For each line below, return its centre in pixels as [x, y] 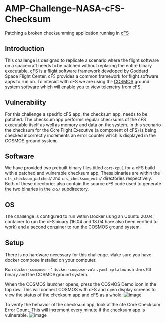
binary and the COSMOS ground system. [47, 275]
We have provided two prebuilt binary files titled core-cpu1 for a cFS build [80, 168]
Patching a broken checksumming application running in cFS [67, 33]
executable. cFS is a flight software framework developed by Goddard [77, 71]
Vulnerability [26, 102]
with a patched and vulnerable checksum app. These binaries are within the [83, 173]
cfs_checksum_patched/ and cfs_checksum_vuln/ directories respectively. [79, 178]
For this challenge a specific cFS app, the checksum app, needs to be [76, 114]
